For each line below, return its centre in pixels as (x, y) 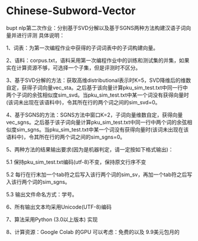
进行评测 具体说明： (40, 35)
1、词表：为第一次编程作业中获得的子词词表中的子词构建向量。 (82, 48)
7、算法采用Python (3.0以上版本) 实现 (52, 219)
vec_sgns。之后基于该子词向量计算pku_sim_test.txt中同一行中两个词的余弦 (97, 122)
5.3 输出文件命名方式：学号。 (42, 194)
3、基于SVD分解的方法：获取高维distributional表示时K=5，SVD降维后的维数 (99, 80)
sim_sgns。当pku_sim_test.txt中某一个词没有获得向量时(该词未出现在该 (103, 129)
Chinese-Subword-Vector (71, 11)
